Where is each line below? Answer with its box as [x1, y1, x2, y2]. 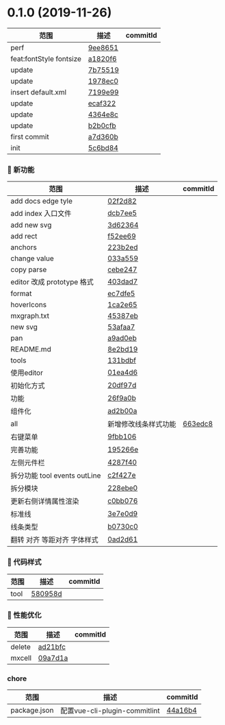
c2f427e [107, 471, 136, 480]
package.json [10, 706, 54, 715]
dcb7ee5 [107, 208, 137, 218]
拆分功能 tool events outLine [10, 471, 101, 480]
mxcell [10, 653, 32, 663]
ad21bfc [38, 642, 66, 652]
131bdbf [107, 356, 137, 365]
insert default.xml [10, 87, 67, 97]
